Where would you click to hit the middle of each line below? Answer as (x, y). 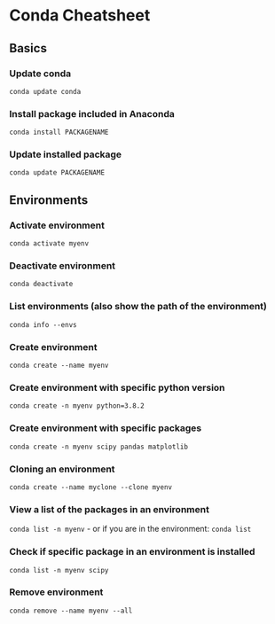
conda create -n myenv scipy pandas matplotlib (99, 447)
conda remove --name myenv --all (71, 611)
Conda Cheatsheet (80, 16)
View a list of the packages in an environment (110, 509)
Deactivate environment (63, 266)
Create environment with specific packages (106, 428)
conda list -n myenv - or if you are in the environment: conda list (130, 529)
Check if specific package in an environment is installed (132, 552)
